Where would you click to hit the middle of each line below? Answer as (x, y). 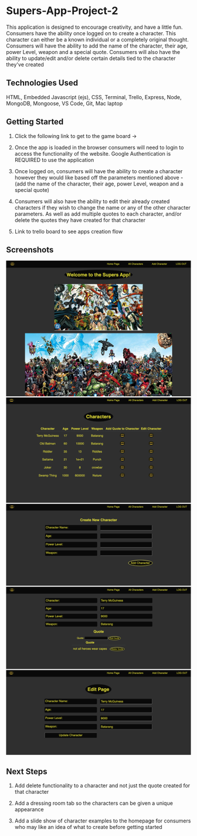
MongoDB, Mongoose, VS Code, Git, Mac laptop (64, 103)
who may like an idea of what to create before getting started (88, 827)
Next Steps (27, 771)
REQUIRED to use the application (54, 160)
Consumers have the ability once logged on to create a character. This (91, 33)
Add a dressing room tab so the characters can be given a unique (94, 803)
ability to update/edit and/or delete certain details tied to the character (91, 58)
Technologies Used (42, 83)
